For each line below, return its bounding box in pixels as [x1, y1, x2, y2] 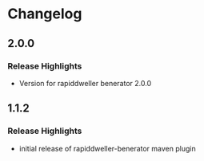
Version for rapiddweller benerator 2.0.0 [18, 78, 152, 88]
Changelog [7, 5, 82, 23]
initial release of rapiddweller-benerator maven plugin [18, 143, 197, 153]
